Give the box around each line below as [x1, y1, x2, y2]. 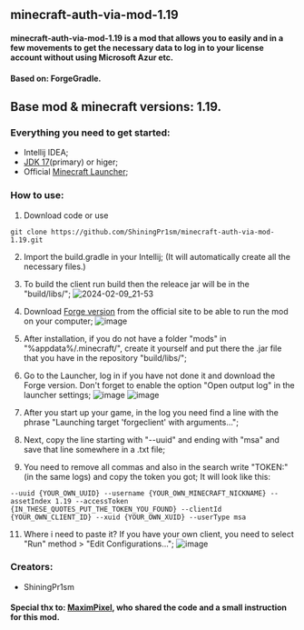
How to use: [10, 189, 64, 202]
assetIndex [10, 496, 52, 505]
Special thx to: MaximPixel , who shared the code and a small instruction [10, 602, 288, 613]
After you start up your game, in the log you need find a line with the [23, 406, 279, 417]
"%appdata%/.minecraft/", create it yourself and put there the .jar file [23, 343, 282, 354]
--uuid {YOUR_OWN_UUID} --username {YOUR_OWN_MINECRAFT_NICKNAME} [10, 488, 267, 498]
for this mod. [10, 612, 60, 623]
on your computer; [23, 315, 93, 326]
